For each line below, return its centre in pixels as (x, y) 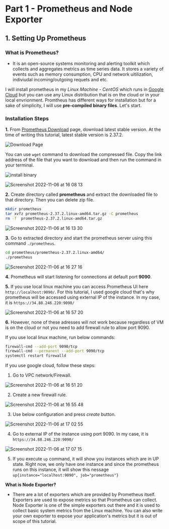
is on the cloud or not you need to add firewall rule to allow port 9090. (77, 327)
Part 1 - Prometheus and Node (69, 9)
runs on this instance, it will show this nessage (61, 469)
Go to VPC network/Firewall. (42, 375)
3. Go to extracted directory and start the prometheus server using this (79, 238)
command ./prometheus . (30, 243)
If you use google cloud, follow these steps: (50, 365)
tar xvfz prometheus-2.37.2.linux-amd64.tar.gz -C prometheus (72, 214)
